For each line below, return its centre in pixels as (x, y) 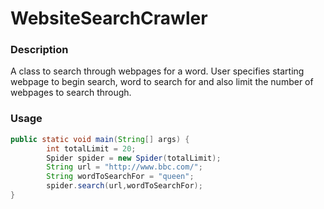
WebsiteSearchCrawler (109, 18)
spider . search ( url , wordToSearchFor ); (124, 186)
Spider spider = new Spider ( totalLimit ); (134, 158)
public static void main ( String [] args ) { (100, 139)
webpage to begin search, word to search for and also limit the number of (162, 82)
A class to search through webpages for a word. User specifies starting (157, 71)
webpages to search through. (71, 93)
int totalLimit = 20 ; (91, 148)
